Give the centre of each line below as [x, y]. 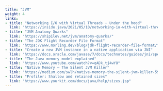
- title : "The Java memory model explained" [51, 59]
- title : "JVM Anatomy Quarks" [37, 32]
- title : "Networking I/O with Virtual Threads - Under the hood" [73, 23]
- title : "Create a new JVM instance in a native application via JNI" [79, 50]
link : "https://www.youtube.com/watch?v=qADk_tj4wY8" [65, 63]
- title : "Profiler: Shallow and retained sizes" [56, 77]
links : [12, 18]
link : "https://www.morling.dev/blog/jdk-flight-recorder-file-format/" [84, 45]
